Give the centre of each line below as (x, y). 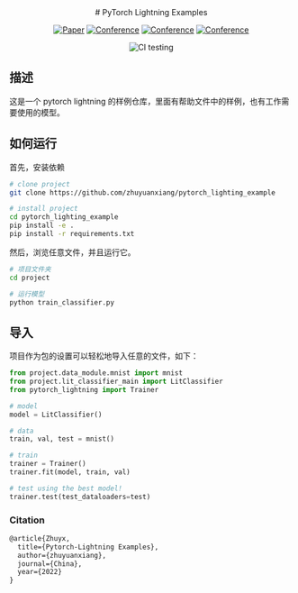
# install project (44, 209)
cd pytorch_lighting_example (64, 217)
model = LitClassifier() (56, 415)
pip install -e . (42, 226)
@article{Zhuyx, (40, 538)
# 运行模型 (27, 294)
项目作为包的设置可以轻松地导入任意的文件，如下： (104, 356)
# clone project (40, 184)
